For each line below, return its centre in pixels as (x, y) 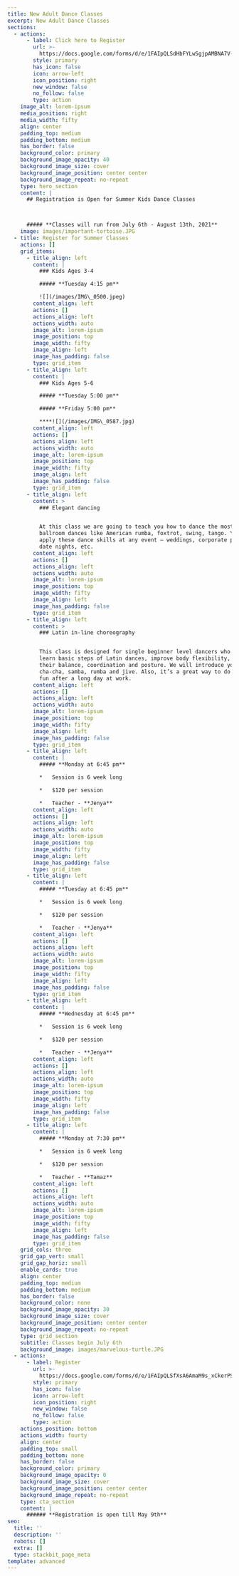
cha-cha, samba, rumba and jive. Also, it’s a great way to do (135, 672)
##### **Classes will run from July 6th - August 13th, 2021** (122, 225)
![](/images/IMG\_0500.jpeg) (82, 297)
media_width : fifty (49, 120)
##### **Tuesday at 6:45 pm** (84, 889)
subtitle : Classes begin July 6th (71, 1343)
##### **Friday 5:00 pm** (77, 409)
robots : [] (30, 1541)
